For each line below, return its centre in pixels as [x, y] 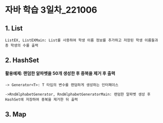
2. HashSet [22, 61]
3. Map [16, 114]
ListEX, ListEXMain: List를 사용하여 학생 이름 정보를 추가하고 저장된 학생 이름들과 [81, 40]
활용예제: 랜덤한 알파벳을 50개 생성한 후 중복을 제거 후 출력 [60, 73]
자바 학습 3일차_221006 [51, 10]
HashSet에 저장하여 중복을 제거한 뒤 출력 [42, 99]
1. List [14, 28]
